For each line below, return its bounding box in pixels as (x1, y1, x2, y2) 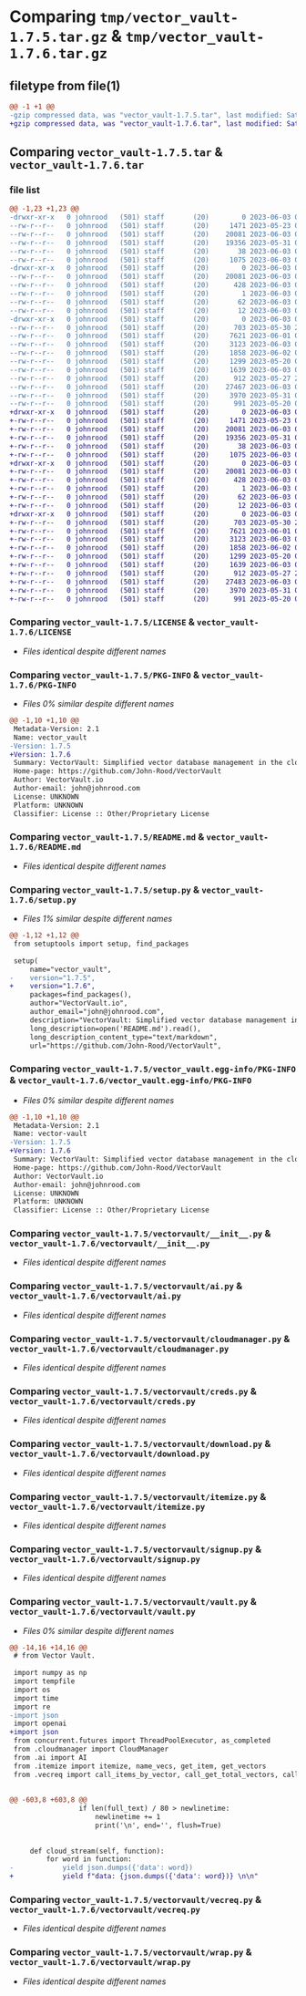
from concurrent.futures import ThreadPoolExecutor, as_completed (13, 1736, 271, 1745)
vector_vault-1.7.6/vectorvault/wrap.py (9, 1958, 191, 1968)
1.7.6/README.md (9, 842, 82, 853)
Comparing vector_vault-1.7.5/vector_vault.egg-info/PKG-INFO (9, 1062, 296, 1075)
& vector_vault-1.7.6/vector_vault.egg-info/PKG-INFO (9, 1074, 252, 1087)
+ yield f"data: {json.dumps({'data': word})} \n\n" (9, 1872, 259, 1881)
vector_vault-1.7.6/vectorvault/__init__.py (9, 1238, 210, 1249)
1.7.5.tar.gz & (9, 26, 123, 47)
